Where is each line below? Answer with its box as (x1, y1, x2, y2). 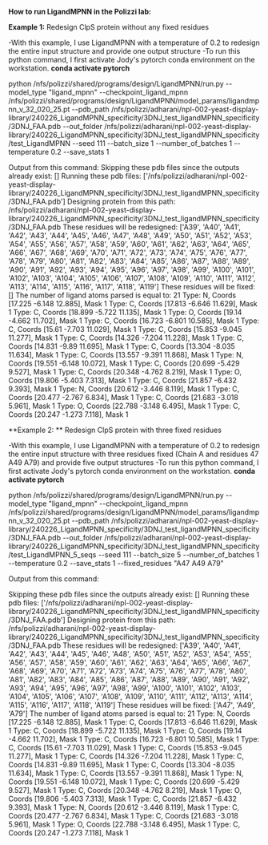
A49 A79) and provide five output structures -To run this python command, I (8, 458, 259, 467)
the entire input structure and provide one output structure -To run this (8, 46, 241, 55)
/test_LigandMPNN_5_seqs (8, 550, 97, 560)
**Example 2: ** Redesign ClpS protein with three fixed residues (8, 425, 222, 435)
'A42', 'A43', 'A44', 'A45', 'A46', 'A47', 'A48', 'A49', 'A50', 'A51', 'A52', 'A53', (8, 231, 253, 240)
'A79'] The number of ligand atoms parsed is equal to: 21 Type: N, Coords (8, 709, 250, 718)
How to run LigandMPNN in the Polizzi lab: (8, 7, 152, 16)
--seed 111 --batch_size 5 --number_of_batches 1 (98, 550, 260, 560)
